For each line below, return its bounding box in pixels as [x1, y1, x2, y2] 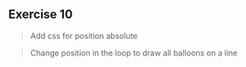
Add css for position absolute [29, 30, 139, 41]
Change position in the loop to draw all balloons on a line [29, 48, 238, 58]
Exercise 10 [8, 7, 73, 22]
